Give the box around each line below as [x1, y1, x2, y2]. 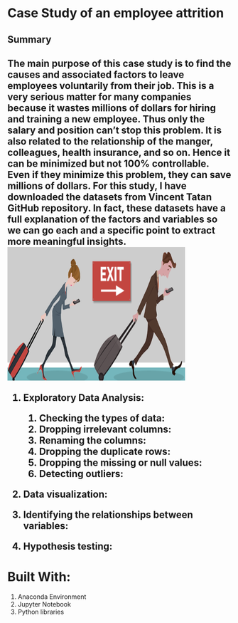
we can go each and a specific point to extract [7, 224, 215, 236]
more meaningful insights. [7, 235, 126, 247]
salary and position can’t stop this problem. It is [7, 124, 222, 136]
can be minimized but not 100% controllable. [7, 157, 210, 169]
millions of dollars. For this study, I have [7, 179, 187, 192]
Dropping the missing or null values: [38, 456, 202, 468]
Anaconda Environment [17, 592, 87, 601]
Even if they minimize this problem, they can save [7, 169, 232, 181]
